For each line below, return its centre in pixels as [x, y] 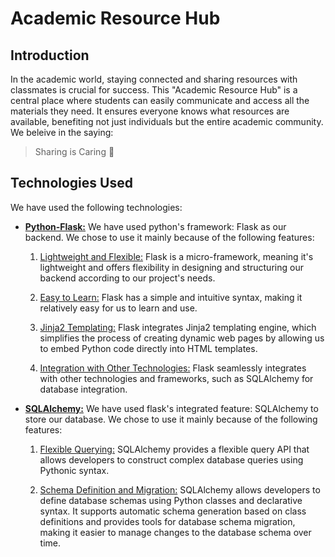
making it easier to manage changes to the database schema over [175, 532]
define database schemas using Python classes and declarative [171, 500]
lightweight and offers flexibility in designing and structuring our [171, 267]
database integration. [83, 389]
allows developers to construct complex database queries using [171, 459]
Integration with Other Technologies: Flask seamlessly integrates [173, 368]
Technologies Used [71, 183]
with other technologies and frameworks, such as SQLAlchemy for [176, 378]
